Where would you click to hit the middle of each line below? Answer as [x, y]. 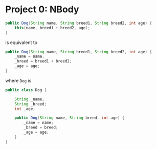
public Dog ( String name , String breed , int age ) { [70, 118]
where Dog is [18, 80]
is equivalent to [21, 42]
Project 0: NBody [42, 9]
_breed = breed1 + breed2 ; [43, 61]
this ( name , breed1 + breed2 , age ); [52, 28]
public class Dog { [26, 90]
